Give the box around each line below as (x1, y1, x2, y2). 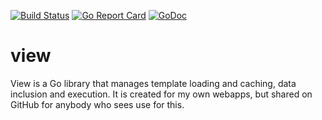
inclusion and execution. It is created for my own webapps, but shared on (10, 88, 313, 100)
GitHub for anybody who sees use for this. (10, 98, 185, 110)
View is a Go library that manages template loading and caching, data (10, 77, 297, 89)
